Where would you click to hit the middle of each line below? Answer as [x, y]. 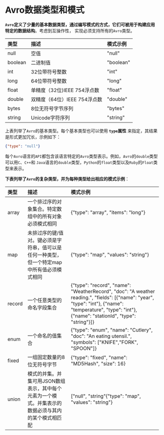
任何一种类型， [45, 255]
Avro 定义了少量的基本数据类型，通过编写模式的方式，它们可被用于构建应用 [80, 24]
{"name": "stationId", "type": [103, 315]
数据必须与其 [42, 411]
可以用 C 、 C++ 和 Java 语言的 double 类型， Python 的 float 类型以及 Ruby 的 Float [79, 162]
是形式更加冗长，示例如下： [33, 137]
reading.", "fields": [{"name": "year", [112, 297]
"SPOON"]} [83, 348]
